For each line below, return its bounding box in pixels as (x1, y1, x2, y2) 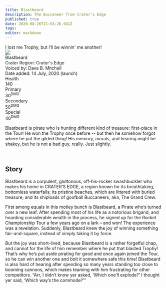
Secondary (5, 98, 28, 104)
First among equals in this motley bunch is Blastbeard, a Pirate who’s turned (5, 204, 161, 210)
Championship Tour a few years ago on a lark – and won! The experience (5, 220, 156, 226)
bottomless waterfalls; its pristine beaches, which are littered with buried (5, 189, 155, 195)
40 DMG (5, 114, 20, 121)
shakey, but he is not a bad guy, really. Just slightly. (5, 141, 111, 147)
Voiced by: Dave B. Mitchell (5, 65, 61, 71)
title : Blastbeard (5, 7, 43, 12)
